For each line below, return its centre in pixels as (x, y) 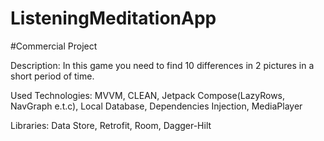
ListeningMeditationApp (113, 18)
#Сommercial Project (54, 46)
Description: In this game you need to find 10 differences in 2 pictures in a (162, 65)
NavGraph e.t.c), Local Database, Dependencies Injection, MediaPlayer (156, 106)
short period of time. (52, 76)
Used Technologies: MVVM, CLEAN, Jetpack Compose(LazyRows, (148, 95)
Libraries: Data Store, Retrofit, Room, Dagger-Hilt (111, 125)
